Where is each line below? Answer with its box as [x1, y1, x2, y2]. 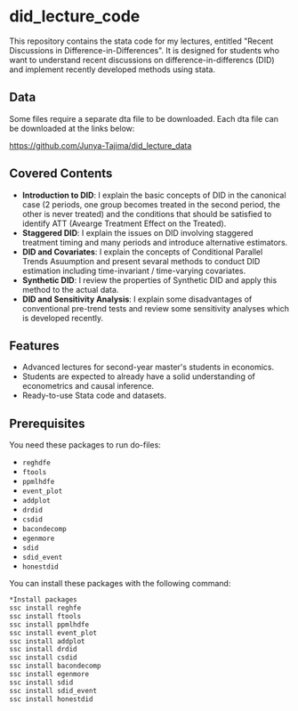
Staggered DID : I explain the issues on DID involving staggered [21, 227, 254, 238]
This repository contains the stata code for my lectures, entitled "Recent [9, 36, 274, 46]
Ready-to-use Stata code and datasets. [21, 390, 167, 401]
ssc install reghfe [9, 603, 82, 613]
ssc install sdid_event [9, 686, 98, 695]
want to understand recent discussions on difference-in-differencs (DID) [9, 54, 275, 65]
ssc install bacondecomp [9, 661, 101, 671]
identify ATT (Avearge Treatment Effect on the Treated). [21, 218, 227, 229]
